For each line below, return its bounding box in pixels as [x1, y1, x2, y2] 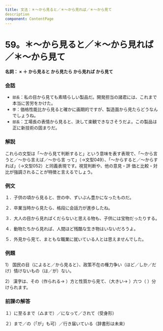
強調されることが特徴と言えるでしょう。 [13, 169, 95, 175]
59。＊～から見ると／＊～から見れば [5, 39, 154, 50]
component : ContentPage [5, 16, 54, 21]
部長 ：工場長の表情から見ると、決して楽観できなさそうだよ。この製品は [12, 119, 157, 125]
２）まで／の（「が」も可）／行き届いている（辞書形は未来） [5, 320, 128, 327]
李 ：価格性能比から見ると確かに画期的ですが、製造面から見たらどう [12, 107, 150, 112]
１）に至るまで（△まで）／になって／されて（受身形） [5, 310, 117, 316]
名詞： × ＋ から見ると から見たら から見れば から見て [5, 69, 113, 75]
